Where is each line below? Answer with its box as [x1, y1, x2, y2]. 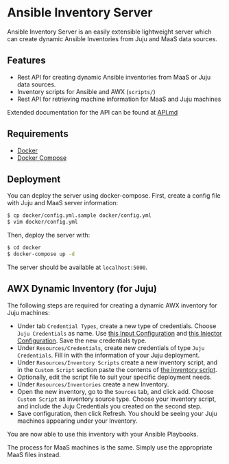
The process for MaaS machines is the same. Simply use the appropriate [7, 443, 213, 451]
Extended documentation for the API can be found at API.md [7, 108, 178, 116]
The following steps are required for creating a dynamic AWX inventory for [7, 301, 217, 310]
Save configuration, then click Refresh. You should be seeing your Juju [16, 409, 217, 417]
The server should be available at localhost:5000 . [7, 263, 148, 271]
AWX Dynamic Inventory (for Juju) [7, 283, 158, 294]
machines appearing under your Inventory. [16, 417, 138, 425]
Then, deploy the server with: [7, 231, 91, 240]
